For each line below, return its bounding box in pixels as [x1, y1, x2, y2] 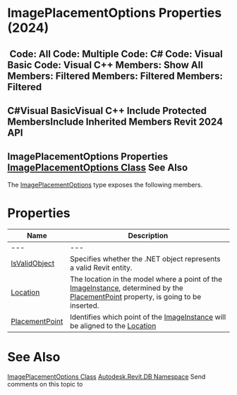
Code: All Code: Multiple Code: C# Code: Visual [9, 48, 224, 60]
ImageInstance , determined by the [69, 283, 183, 293]
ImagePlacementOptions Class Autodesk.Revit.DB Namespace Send [7, 372, 206, 381]
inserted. [69, 301, 99, 311]
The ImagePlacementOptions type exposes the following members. [7, 180, 203, 189]
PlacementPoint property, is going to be [69, 291, 202, 301]
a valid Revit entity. [69, 263, 133, 272]
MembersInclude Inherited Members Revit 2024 [7, 115, 224, 127]
